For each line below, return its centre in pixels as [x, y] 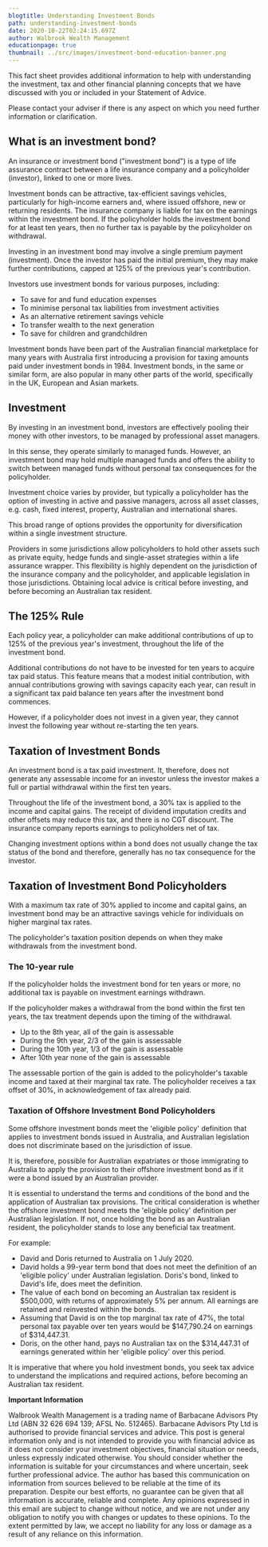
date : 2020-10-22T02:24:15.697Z [62, 30]
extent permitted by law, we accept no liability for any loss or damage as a [130, 1525]
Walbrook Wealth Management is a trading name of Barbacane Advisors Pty [133, 1415]
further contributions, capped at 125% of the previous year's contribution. [130, 268]
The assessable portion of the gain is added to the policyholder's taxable [128, 1073]
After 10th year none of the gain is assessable [95, 1058]
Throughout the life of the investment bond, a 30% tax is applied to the [125, 803]
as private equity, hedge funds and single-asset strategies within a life [124, 557]
